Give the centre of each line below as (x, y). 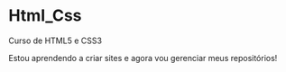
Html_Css (45, 16)
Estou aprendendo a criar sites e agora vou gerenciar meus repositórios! (143, 58)
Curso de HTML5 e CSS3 (55, 40)
